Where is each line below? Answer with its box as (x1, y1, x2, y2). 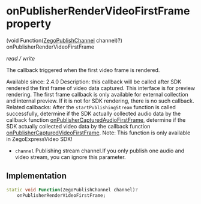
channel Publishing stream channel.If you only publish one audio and (14, 147, 185, 154)
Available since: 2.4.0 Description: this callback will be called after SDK (6, 78, 182, 85)
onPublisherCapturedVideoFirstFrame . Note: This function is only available (6, 129, 191, 136)
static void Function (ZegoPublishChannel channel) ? (6, 187, 138, 193)
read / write (6, 55, 35, 62)
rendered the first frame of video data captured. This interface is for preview (6, 84, 196, 91)
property (6, 17, 52, 31)
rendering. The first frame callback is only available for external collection (6, 91, 188, 98)
